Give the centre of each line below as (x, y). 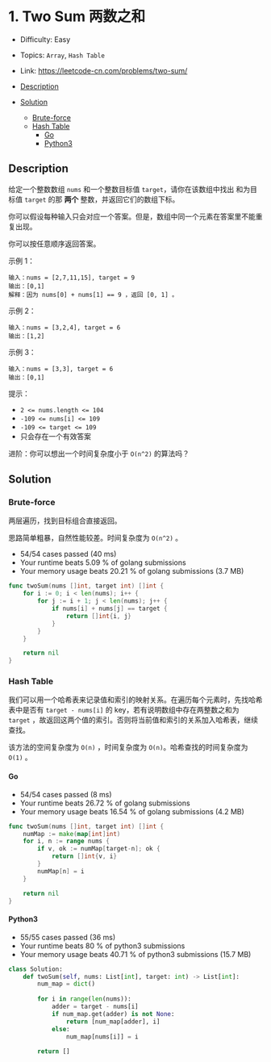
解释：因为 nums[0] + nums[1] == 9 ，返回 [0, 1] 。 (94, 295)
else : (60, 1029)
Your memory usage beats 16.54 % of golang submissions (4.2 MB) (132, 811)
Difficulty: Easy (45, 39)
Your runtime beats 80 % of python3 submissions (102, 946)
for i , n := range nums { (67, 841)
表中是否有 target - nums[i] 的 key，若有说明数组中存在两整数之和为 (124, 710)
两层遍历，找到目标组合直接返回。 (65, 521)
